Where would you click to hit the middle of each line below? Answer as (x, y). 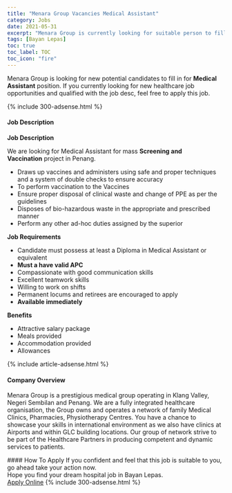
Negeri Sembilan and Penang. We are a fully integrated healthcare (101, 403)
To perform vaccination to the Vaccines (73, 186)
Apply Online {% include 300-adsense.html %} (74, 483)
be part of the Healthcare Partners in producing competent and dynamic (110, 440)
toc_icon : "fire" (32, 59)
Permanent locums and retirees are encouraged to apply (97, 294)
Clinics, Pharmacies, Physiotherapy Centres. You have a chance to (102, 418)
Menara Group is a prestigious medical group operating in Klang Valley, (108, 395)
